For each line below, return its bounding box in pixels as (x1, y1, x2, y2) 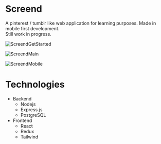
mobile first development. (5, 25, 60, 31)
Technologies (5, 79, 65, 90)
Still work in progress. (5, 31, 51, 37)
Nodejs (20, 101, 36, 107)
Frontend (12, 117, 32, 124)
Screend (5, 3, 42, 15)
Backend (12, 95, 32, 101)
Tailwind (20, 134, 39, 140)
